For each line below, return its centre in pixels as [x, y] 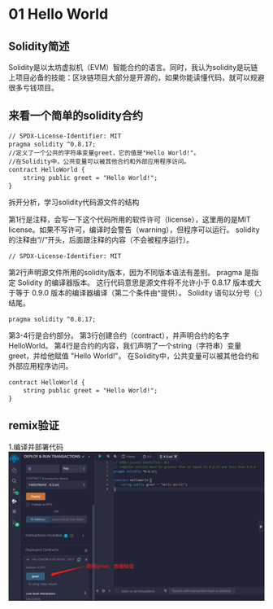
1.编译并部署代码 [36, 447]
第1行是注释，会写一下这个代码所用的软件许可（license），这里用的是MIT [130, 219]
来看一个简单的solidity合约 [76, 116]
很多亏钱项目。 [33, 88]
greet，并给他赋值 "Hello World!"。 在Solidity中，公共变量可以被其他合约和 [134, 356]
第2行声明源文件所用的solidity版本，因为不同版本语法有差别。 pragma [126, 272]
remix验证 [34, 425]
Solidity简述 [39, 46]
